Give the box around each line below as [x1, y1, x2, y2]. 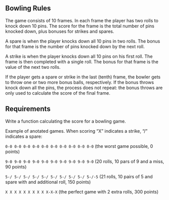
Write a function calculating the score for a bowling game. [5, 118, 126, 124]
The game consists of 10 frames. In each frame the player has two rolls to [5, 17, 158, 23]
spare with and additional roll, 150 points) [5, 179, 91, 185]
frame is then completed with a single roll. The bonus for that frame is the [5, 58, 158, 65]
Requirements [5, 105, 51, 113]
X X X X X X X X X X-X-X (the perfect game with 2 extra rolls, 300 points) [5, 188, 159, 194]
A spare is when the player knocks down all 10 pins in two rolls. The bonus [5, 38, 160, 44]
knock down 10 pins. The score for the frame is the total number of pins [5, 23, 154, 29]
